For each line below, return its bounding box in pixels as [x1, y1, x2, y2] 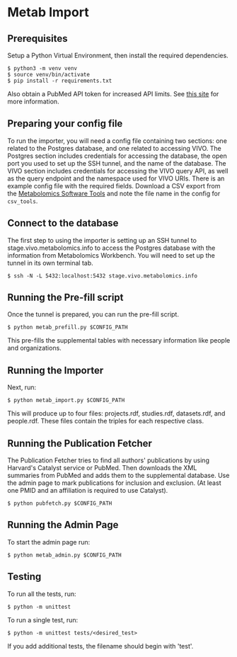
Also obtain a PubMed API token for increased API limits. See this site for [7, 90, 219, 98]
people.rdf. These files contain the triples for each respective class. [7, 417, 204, 425]
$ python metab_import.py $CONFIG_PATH [7, 397, 125, 404]
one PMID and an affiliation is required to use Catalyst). [7, 486, 168, 495]
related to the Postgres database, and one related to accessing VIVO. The [7, 144, 221, 152]
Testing [7, 571, 42, 583]
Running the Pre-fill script [7, 292, 124, 304]
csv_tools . [7, 196, 38, 205]
